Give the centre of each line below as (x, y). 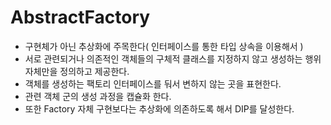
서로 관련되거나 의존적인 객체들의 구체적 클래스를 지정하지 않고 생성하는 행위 (173, 58)
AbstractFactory (80, 17)
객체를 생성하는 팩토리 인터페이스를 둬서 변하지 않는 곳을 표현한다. (153, 83)
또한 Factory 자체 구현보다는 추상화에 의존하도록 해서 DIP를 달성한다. (159, 108)
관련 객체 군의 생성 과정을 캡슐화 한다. (98, 96)
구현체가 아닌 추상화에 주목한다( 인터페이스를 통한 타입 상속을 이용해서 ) (164, 46)
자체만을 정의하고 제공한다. (77, 71)
